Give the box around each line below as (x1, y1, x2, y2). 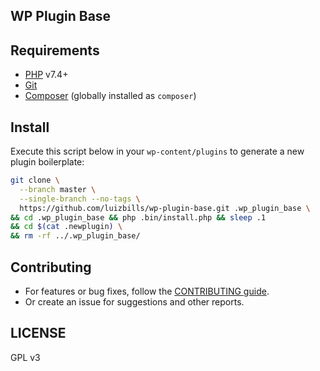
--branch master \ (19, 184, 97, 194)
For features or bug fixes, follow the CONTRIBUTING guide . (24, 285, 270, 297)
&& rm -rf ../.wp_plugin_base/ (10, 231, 141, 241)
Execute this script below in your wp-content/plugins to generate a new (10, 145, 305, 158)
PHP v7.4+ (24, 69, 69, 81)
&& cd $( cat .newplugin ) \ (10, 222, 123, 232)
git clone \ (10, 175, 60, 186)
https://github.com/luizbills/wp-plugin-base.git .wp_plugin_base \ (19, 203, 311, 213)
